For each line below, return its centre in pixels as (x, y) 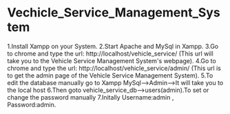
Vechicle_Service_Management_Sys (114, 13)
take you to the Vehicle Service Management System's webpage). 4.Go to (112, 60)
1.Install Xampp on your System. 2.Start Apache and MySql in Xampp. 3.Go (113, 46)
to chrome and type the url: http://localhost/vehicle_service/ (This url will (110, 54)
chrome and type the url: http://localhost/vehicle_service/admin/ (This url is (114, 68)
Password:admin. (32, 104)
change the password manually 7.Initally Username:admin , (91, 97)
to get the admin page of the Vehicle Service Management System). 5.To (110, 75)
